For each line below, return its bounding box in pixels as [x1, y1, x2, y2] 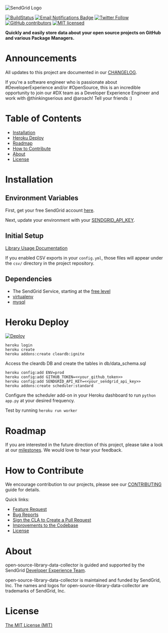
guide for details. [5, 487, 40, 493]
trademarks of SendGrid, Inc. [5, 588, 66, 594]
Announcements [5, 53, 77, 64]
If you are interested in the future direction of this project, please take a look [5, 441, 163, 448]
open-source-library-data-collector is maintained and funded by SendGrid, [5, 577, 161, 583]
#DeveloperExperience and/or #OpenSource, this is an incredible [5, 84, 141, 90]
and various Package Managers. [5, 35, 75, 41]
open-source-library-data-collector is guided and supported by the [5, 562, 145, 568]
